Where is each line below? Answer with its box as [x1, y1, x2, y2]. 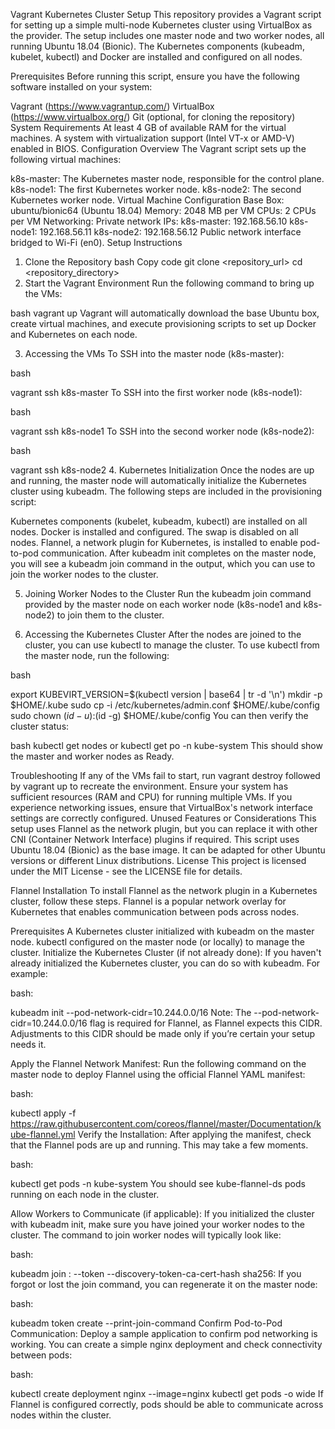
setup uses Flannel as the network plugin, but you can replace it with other [10, 823, 318, 834]
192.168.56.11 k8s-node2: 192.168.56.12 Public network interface [39, 226, 302, 238]
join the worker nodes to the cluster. [10, 569, 159, 580]
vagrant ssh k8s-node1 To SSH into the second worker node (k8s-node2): [10, 425, 315, 437]
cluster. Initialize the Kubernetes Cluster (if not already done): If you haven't [10, 947, 322, 958]
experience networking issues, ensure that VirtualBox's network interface [10, 802, 313, 813]
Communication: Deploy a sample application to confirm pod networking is [10, 1328, 318, 1339]
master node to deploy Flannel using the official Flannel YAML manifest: [10, 1069, 306, 1080]
